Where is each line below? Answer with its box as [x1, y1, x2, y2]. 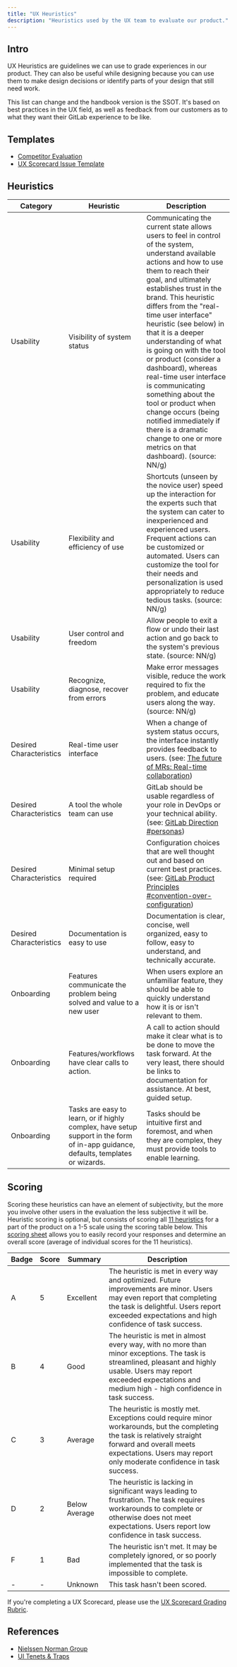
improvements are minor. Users [109, 1284, 213, 1293]
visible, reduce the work [146, 671, 226, 681]
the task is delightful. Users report [109, 1301, 221, 1311]
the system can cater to [146, 506, 225, 516]
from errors [68, 693, 107, 703]
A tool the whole [68, 799, 123, 809]
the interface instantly [146, 735, 219, 745]
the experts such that [146, 498, 217, 508]
